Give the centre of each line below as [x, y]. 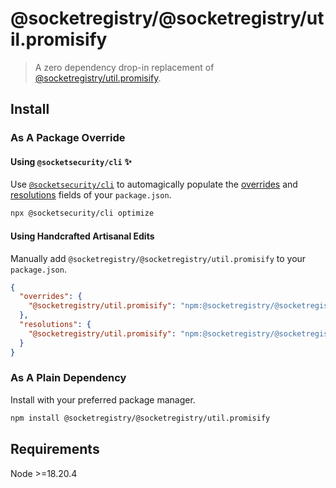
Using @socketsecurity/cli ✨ [71, 161]
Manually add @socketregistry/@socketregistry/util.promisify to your [158, 258]
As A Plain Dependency [68, 378]
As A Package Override [68, 138]
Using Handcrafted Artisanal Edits [82, 236]
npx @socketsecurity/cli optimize [82, 213]
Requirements [55, 449]
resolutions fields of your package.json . [91, 195]
